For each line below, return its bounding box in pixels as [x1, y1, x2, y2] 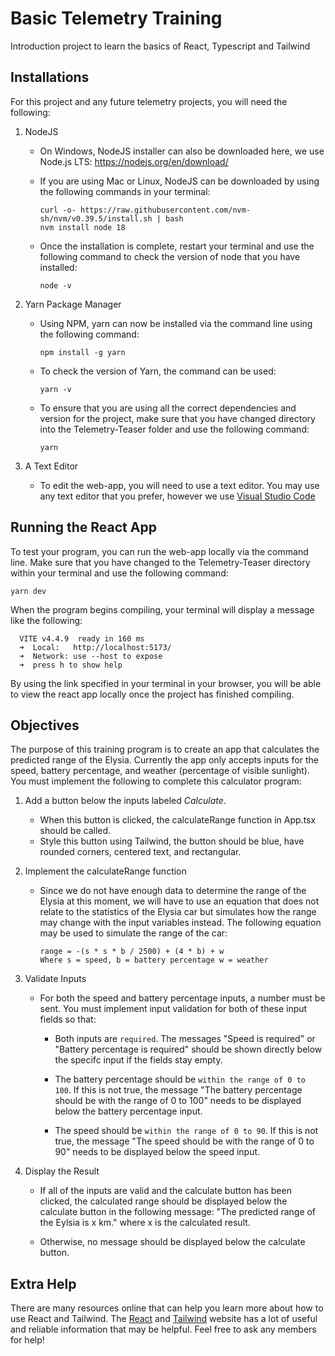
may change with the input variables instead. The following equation [39, 917, 322, 929]
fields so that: [39, 1013, 97, 1026]
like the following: [10, 614, 83, 626]
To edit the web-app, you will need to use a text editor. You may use [39, 479, 320, 491]
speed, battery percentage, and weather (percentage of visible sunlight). [10, 765, 310, 777]
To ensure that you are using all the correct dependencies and [39, 402, 297, 414]
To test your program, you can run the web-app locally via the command [10, 545, 309, 557]
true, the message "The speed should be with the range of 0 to [54, 1135, 315, 1147]
